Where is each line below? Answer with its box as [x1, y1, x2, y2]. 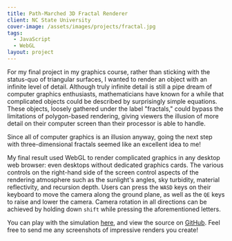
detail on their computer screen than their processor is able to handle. [7, 119, 206, 127]
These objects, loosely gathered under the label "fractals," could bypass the [7, 105, 224, 113]
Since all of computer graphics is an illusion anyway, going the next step [7, 132, 213, 141]
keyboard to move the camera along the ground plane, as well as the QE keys [7, 190, 225, 198]
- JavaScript [13, 36, 51, 43]
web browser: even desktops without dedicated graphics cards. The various [7, 161, 224, 169]
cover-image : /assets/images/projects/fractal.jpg [7, 23, 156, 30]
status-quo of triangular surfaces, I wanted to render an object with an [7, 75, 208, 83]
